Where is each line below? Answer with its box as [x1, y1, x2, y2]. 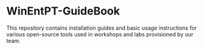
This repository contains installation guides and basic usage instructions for [6, 24, 197, 31]
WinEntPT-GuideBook [6, 4, 120, 18]
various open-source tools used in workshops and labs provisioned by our [6, 30, 194, 38]
